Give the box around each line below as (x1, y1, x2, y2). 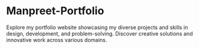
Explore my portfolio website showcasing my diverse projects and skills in (6, 24, 188, 31)
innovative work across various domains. (6, 36, 107, 43)
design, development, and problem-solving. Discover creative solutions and (6, 30, 193, 37)
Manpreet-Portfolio (6, 4, 104, 18)
